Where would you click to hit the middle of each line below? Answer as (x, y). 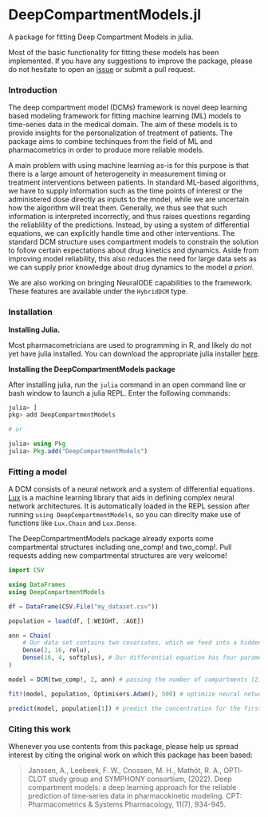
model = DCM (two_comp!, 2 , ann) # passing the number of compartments (128, 680)
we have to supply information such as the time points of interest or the (126, 191)
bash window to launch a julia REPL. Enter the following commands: (119, 393)
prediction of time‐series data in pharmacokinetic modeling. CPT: (135, 795)
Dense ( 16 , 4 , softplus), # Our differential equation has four (130, 658)
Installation (31, 312)
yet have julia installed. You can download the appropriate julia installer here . (134, 353)
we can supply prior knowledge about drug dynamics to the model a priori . (131, 267)
